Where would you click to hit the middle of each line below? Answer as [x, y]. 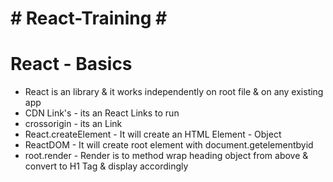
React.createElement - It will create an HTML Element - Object [153, 134]
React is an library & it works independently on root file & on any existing [174, 92]
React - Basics [71, 64]
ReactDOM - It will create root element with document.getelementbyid [169, 145]
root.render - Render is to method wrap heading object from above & [166, 156]
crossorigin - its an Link [73, 124]
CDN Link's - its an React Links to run [102, 113]
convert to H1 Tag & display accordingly [106, 166]
